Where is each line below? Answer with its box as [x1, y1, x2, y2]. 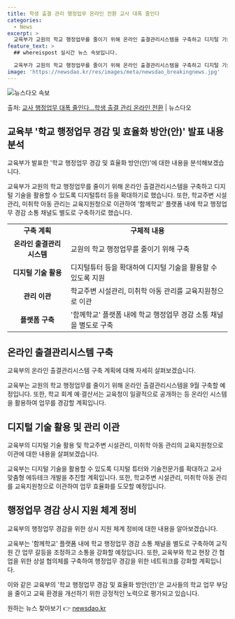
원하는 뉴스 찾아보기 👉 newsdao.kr [7, 604, 106, 612]
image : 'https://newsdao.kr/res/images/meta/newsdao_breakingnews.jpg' [7, 68, 220, 76]
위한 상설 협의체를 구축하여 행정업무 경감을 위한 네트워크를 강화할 [20, 557, 198, 565]
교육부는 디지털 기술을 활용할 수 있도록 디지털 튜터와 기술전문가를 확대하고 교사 [7, 464, 222, 473]
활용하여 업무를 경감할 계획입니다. [14, 399, 106, 407]
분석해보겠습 [190, 159, 225, 167]
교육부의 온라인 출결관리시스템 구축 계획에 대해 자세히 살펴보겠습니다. [7, 367, 196, 375]
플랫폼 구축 [20, 315, 55, 325]
